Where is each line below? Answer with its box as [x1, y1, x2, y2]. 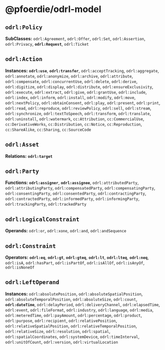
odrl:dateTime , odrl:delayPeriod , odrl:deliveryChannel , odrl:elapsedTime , [5, 301, 160, 307]
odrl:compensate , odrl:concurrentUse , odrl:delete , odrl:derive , [5, 78, 138, 84]
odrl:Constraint [5, 242, 56, 249]
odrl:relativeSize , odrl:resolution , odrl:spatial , [5, 328, 111, 334]
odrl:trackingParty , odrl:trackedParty [5, 201, 87, 207]
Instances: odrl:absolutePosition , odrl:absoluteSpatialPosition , [5, 291, 143, 297]
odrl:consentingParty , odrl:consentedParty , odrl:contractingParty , [5, 190, 146, 197]
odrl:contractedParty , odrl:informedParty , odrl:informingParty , [5, 196, 140, 202]
